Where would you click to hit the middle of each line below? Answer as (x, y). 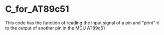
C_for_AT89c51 (37, 9)
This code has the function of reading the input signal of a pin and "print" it (82, 23)
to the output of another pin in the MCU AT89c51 (55, 28)
